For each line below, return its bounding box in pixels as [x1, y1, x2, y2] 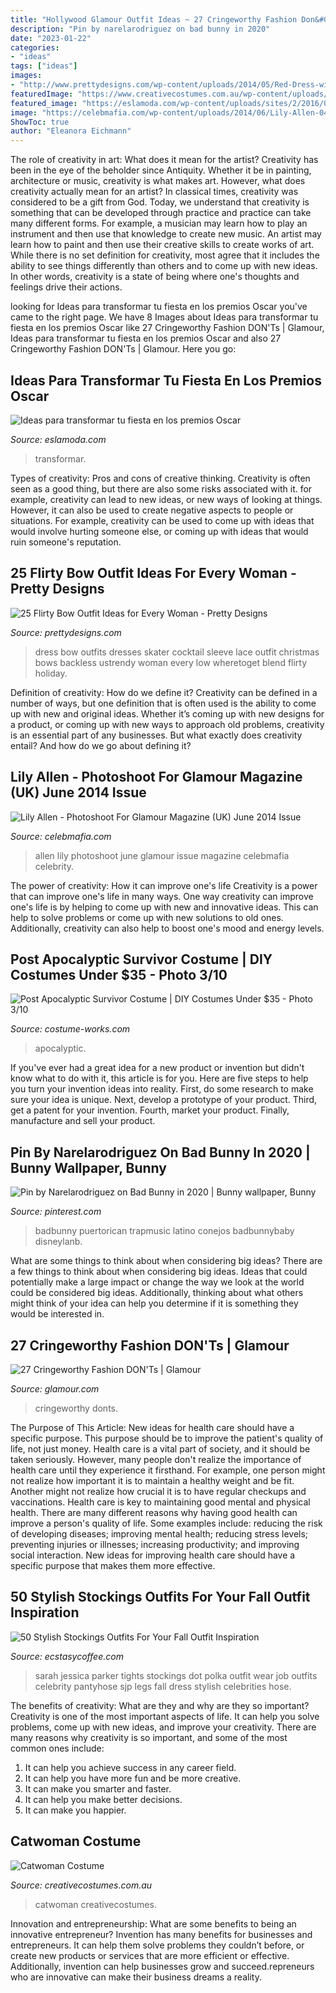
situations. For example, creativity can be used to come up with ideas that [10, 514, 315, 526]
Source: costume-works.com [10, 1023, 131, 1035]
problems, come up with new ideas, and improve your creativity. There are [10, 1721, 317, 1733]
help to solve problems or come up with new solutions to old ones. [10, 911, 284, 923]
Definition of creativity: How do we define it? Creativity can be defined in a [10, 686, 318, 698]
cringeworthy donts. [34, 1402, 119, 1414]
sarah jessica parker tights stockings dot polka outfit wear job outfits [34, 1669, 318, 1681]
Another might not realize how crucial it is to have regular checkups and [10, 1486, 307, 1497]
